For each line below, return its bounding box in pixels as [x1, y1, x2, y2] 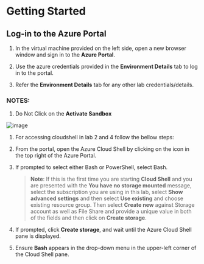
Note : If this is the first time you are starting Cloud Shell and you [30, 175, 192, 183]
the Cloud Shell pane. [15, 251, 69, 258]
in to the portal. [15, 69, 54, 77]
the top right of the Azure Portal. [15, 152, 97, 159]
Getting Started [6, 4, 86, 18]
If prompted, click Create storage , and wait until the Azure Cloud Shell [15, 226, 192, 234]
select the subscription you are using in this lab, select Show [30, 189, 183, 196]
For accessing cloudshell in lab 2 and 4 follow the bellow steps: [15, 134, 175, 141]
